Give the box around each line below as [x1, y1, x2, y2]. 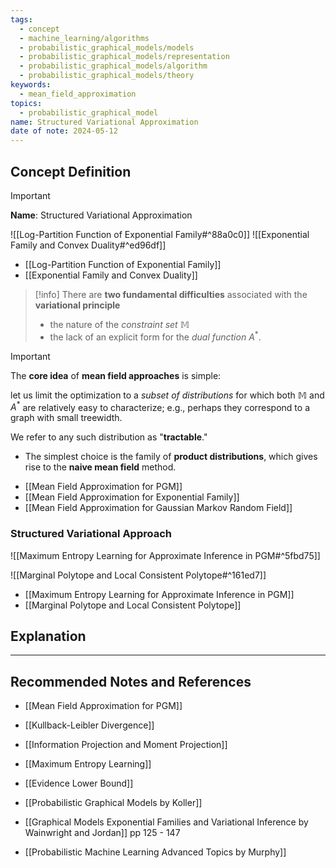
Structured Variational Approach [10, 527, 173, 541]
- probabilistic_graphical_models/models [19, 42, 195, 53]
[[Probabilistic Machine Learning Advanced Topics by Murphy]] [24, 846, 287, 858]
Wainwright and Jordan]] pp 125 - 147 [24, 827, 181, 839]
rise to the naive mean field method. [24, 461, 177, 473]
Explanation [10, 627, 87, 645]
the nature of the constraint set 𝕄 [49, 318, 190, 330]
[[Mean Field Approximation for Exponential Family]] [24, 491, 240, 503]
